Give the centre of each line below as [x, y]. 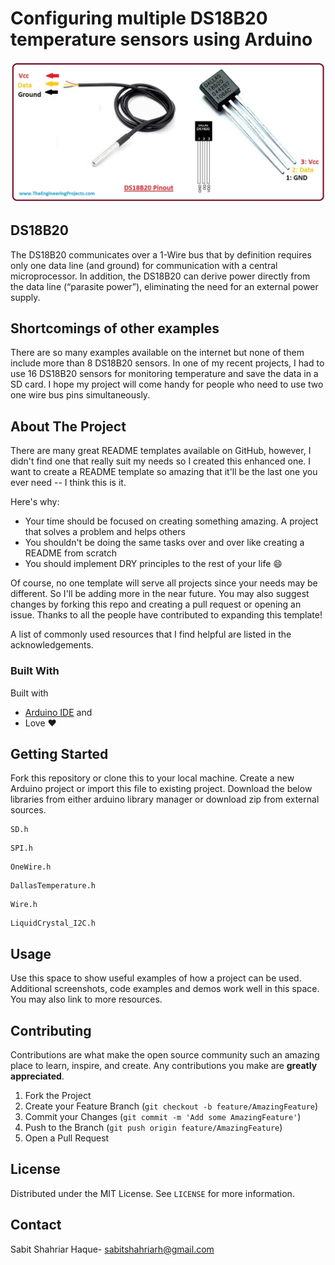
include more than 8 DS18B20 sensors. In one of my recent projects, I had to [167, 363]
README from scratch [71, 553]
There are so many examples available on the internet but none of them [157, 353]
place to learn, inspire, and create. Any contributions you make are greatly [164, 1066]
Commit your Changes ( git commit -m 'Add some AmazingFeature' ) [163, 1117]
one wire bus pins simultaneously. [80, 395]
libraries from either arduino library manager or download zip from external [165, 799]
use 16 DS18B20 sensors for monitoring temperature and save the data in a [164, 374]
